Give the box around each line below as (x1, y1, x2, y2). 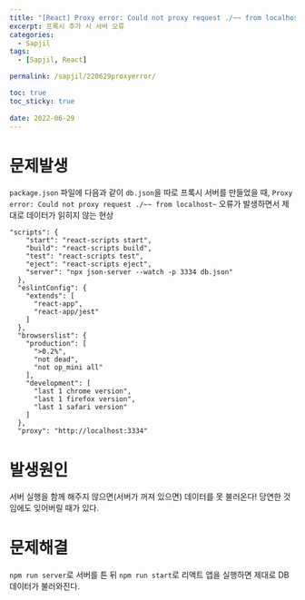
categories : (9, 30, 54, 39)
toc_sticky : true (9, 96, 75, 105)
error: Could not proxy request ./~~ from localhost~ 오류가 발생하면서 (9, 199, 280, 210)
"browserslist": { (17, 331, 88, 340)
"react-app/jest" (33, 308, 100, 317)
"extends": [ (25, 291, 75, 300)
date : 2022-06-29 (9, 113, 75, 123)
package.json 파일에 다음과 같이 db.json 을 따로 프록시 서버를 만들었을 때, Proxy (9, 187, 293, 198)
